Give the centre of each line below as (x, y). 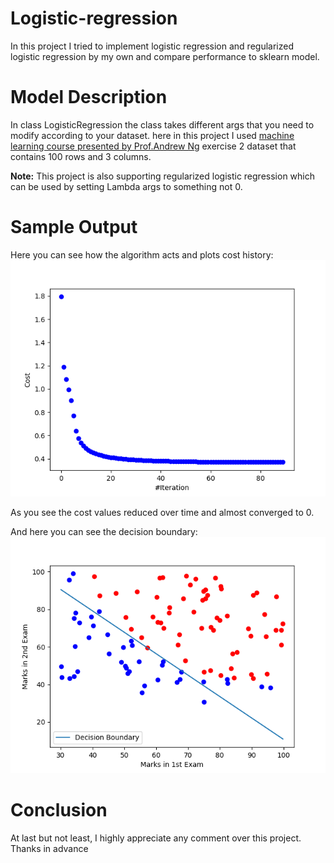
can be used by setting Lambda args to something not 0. (126, 186)
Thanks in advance (49, 848)
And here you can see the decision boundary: (104, 531)
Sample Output (74, 227)
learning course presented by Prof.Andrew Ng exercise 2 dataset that (153, 146)
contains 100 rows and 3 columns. (81, 156)
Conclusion (59, 810)
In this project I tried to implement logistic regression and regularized (152, 46)
